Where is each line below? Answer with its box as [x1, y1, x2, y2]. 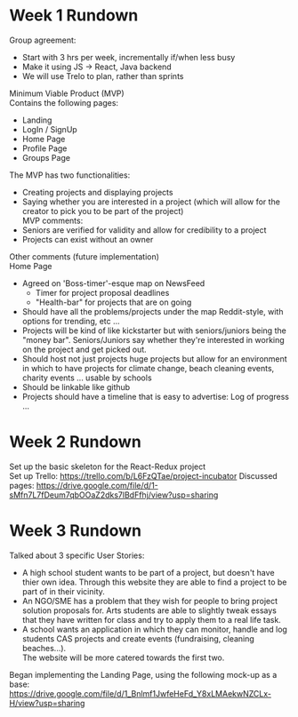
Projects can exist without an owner [21, 234, 154, 244]
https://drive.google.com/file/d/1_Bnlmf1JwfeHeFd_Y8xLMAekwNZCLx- [9, 688, 271, 698]
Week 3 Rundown [9, 521, 142, 541]
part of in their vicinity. [21, 586, 105, 596]
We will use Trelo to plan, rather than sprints [21, 70, 184, 81]
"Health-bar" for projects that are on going [35, 297, 192, 307]
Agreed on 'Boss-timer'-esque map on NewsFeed [21, 277, 205, 289]
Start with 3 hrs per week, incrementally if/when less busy [21, 52, 236, 62]
